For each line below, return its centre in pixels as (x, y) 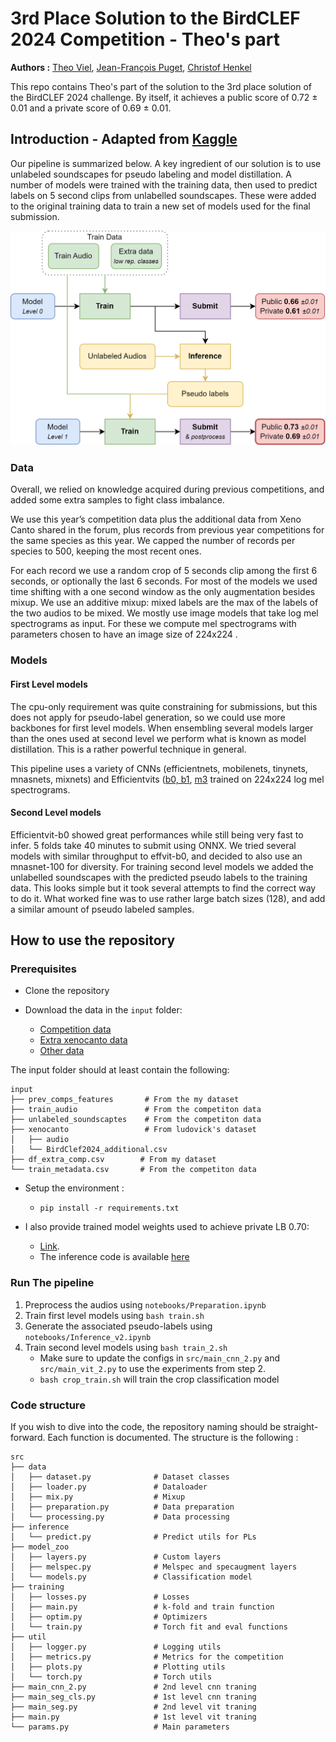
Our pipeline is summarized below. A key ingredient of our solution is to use (166, 163)
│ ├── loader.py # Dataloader (109, 1487)
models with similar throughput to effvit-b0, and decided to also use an (156, 856)
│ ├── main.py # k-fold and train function (142, 1607)
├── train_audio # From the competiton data (136, 1110)
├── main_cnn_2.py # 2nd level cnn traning (133, 1687)
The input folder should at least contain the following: (120, 1070)
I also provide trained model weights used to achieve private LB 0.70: (167, 1227)
